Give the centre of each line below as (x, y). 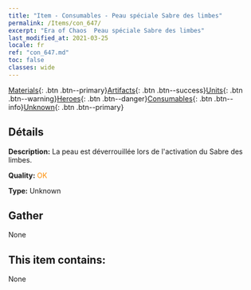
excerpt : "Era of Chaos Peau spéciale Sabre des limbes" (106, 30)
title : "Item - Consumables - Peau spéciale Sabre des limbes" (116, 16)
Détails (26, 132)
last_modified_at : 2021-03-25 (59, 38)
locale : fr (26, 45)
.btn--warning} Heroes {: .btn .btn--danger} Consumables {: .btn (110, 98)
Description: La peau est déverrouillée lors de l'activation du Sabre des (125, 151)
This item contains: (57, 260)
